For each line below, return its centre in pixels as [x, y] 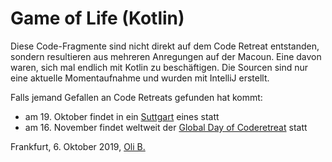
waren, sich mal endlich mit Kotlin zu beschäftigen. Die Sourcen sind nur [159, 67]
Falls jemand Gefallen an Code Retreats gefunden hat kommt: [136, 97]
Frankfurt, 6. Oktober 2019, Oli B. [78, 146]
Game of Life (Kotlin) [97, 18]
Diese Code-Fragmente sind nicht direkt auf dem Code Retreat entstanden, [165, 46]
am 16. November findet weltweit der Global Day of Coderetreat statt [166, 127]
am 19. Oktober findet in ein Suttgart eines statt [122, 116]
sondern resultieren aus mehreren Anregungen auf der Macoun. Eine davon [166, 56]
